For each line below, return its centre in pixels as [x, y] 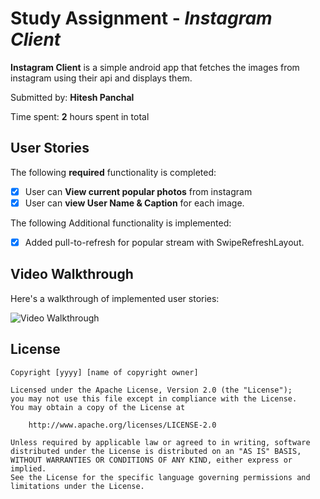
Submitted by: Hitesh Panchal [72, 97]
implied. [28, 468]
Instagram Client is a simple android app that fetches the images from [155, 67]
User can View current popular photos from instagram [138, 191]
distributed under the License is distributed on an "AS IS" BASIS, [156, 451]
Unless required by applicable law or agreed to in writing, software [160, 442]
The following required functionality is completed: [113, 172]
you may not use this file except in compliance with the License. [154, 398]
